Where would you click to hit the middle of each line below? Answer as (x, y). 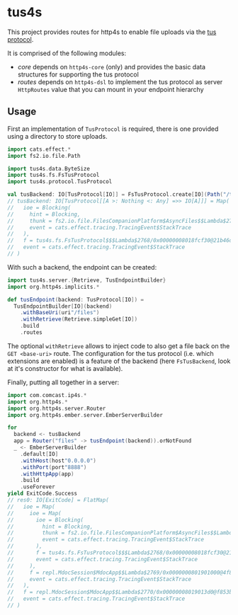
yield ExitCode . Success (42, 494)
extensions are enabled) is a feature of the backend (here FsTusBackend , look (119, 361)
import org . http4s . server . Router (57, 408)
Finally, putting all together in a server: (63, 382)
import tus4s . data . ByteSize (49, 168)
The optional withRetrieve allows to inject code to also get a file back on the (119, 346)
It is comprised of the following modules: (67, 53)
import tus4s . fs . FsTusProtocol (53, 175)
